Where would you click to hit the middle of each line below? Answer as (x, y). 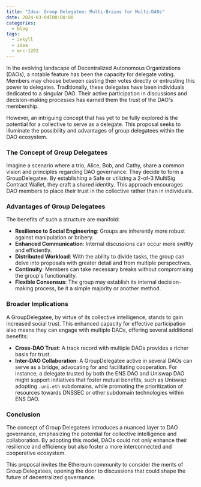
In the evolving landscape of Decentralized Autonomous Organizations (94, 68)
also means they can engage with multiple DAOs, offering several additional (100, 330)
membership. (22, 106)
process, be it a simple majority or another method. (98, 288)
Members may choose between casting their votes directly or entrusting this (100, 80)
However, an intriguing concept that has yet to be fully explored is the (92, 118)
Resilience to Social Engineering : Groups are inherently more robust (100, 231)
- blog (20, 28)
